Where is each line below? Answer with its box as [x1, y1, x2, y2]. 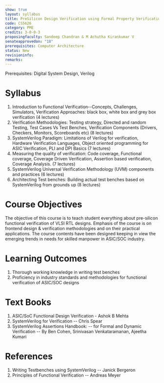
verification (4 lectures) [12, 114, 60, 120]
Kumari [12, 334, 27, 339]
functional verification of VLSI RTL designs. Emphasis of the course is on [5, 221, 152, 226]
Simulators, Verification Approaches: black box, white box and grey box [12, 109, 156, 115]
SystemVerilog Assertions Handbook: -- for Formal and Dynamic [12, 323, 142, 329]
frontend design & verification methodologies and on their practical [5, 225, 140, 231]
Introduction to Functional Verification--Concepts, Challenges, [12, 104, 138, 110]
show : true [5, 7, 27, 12]
